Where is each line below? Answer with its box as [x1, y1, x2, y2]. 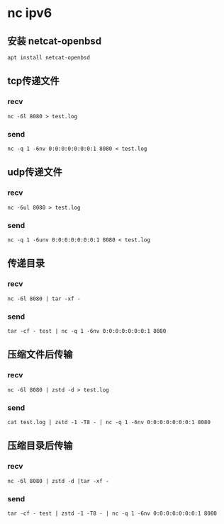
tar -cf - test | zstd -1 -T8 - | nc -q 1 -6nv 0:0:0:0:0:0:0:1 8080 [7, 510, 218, 517]
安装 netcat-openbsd [7, 35, 101, 47]
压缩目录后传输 [7, 440, 73, 452]
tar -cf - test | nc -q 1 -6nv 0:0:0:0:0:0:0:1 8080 [7, 327, 167, 334]
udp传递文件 [7, 166, 62, 178]
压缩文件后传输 [7, 348, 73, 360]
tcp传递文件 [7, 75, 60, 87]
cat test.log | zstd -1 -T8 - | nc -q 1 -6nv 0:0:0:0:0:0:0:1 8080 [7, 418, 211, 426]
